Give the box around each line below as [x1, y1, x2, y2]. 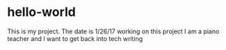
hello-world [7, 4, 76, 20]
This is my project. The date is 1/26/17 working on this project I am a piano [7, 27, 220, 35]
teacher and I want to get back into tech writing [7, 34, 143, 42]
